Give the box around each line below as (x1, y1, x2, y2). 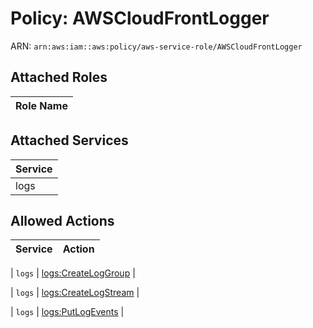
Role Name (15, 98, 68, 112)
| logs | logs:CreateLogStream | (10, 287, 140, 299)
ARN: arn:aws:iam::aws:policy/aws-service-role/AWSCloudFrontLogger (10, 40, 303, 52)
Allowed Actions (10, 212, 115, 229)
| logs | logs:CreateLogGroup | (10, 267, 136, 279)
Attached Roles (10, 69, 108, 86)
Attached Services (10, 132, 129, 149)
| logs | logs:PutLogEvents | (10, 306, 125, 318)
